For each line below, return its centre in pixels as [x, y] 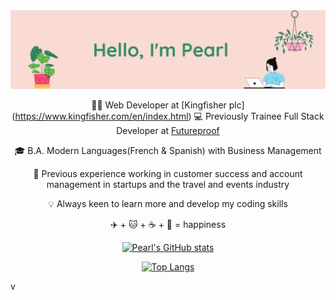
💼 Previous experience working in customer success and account [168, 173]
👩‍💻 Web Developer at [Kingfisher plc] [168, 105]
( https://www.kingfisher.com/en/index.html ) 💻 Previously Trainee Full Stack [168, 116]
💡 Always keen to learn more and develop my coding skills [168, 203]
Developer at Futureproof [168, 130]
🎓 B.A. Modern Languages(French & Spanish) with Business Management [168, 150]
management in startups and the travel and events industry [168, 184]
